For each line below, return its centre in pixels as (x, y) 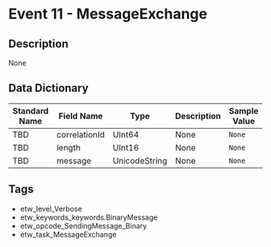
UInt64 (126, 134)
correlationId (80, 134)
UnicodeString (140, 160)
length (68, 147)
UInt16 (126, 147)
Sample (244, 111)
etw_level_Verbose (51, 208)
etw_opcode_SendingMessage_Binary (83, 225)
